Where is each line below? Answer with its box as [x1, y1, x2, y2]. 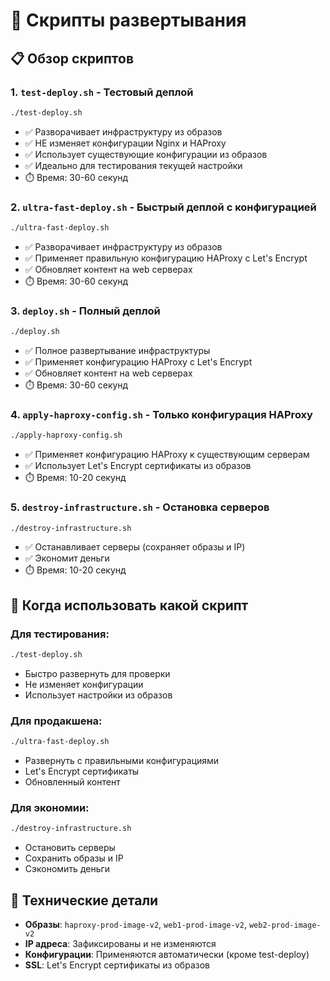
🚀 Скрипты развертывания [10, 9, 247, 32]
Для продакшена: [10, 714, 103, 728]
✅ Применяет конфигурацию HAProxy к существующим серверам [24, 449, 310, 461]
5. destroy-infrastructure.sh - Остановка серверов [10, 500, 270, 514]
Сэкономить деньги [24, 863, 111, 875]
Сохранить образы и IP [24, 852, 124, 864]
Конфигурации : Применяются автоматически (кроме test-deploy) [24, 949, 310, 961]
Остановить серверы [24, 842, 116, 854]
